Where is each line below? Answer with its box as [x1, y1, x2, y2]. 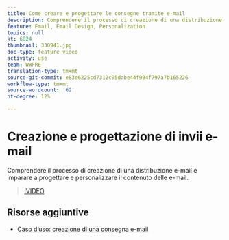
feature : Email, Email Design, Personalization [7, 23, 146, 30]
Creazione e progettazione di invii [7, 129, 203, 144]
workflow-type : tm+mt [7, 80, 69, 87]
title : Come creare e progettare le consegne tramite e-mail [7, 10, 186, 17]
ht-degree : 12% [7, 94, 51, 100]
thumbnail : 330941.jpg [7, 42, 72, 49]
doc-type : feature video [7, 49, 78, 56]
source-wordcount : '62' [7, 87, 75, 94]
